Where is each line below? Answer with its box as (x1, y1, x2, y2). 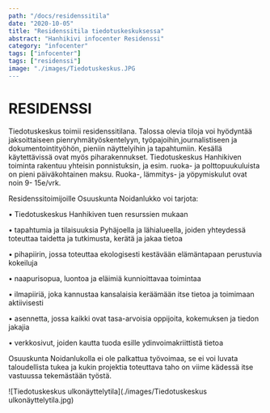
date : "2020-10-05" (8, 19, 74, 28)
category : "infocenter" (8, 42, 89, 50)
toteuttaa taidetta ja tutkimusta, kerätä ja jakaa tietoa (8, 233, 184, 243)
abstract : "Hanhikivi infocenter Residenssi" (8, 34, 164, 43)
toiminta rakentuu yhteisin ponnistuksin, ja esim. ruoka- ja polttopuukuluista (8, 160, 260, 170)
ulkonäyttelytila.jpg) (8, 394, 74, 405)
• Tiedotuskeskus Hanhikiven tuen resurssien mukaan (8, 209, 188, 219)
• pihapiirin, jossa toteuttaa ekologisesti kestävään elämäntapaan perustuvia (8, 249, 263, 259)
